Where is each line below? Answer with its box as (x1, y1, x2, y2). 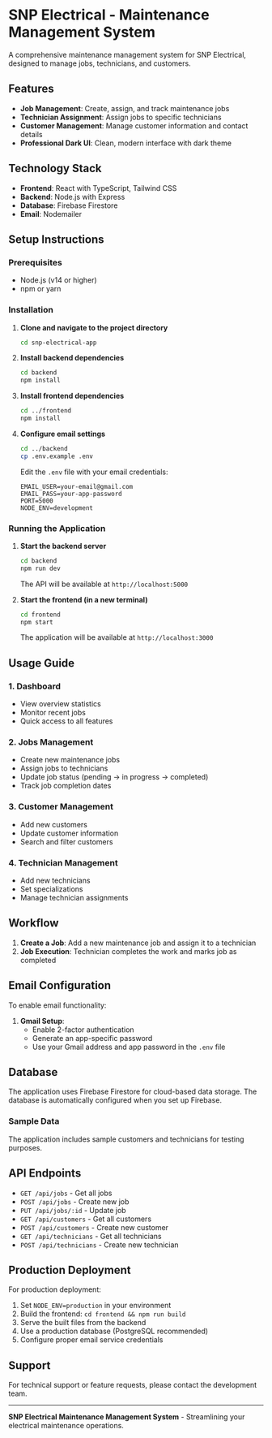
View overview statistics (19, 699, 101, 709)
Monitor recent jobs (19, 708, 87, 718)
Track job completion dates (19, 781, 112, 791)
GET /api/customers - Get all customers (19, 1214, 152, 1224)
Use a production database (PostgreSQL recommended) (19, 1326, 209, 1337)
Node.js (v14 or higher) (19, 275, 97, 285)
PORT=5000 (19, 497, 54, 505)
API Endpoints (8, 1167, 82, 1181)
